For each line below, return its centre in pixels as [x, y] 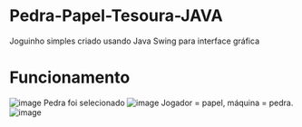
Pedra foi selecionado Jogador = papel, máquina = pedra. [169, 103]
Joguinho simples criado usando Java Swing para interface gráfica [135, 41]
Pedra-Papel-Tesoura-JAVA [117, 16]
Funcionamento [70, 78]
